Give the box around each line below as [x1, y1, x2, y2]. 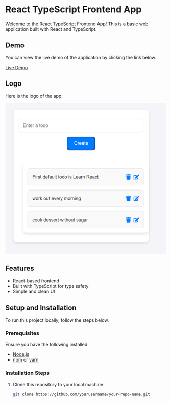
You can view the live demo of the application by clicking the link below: [5, 54, 157, 60]
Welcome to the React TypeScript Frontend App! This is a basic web [5, 20, 149, 27]
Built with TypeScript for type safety [12, 283, 89, 289]
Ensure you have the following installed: [5, 342, 89, 348]
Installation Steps [5, 370, 50, 377]
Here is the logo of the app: [5, 93, 63, 99]
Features [5, 264, 34, 272]
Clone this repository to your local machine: [12, 381, 105, 387]
